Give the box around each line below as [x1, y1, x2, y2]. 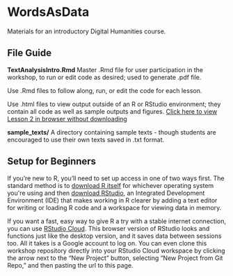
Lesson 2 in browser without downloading [7, 114, 127, 123]
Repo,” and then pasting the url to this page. [7, 261, 134, 269]
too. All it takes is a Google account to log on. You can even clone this [7, 239, 207, 247]
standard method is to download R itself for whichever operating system [7, 181, 214, 189]
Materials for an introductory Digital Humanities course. [7, 27, 166, 35]
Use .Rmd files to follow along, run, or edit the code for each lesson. [7, 86, 202, 94]
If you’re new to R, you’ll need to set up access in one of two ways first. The [7, 174, 225, 182]
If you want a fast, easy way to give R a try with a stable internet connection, [7, 216, 226, 225]
